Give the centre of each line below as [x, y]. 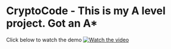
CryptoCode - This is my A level [86, 11]
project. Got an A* [52, 23]
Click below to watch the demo [44, 40]
